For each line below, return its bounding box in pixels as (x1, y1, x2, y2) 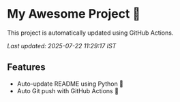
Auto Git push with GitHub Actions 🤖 (16, 86, 119, 95)
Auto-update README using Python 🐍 (16, 80, 124, 88)
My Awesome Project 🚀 (7, 6, 141, 22)
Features (7, 61, 46, 73)
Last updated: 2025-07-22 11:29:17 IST (7, 41, 117, 50)
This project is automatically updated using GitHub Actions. (7, 29, 174, 37)
